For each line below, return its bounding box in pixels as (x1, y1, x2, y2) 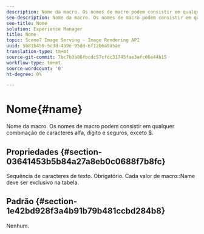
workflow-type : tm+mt (6, 60, 61, 66)
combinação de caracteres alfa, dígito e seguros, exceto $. (6, 129, 154, 137)
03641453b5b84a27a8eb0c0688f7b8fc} (6, 156, 166, 167)
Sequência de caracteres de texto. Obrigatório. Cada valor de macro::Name (6, 173, 195, 179)
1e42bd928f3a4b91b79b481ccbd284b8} (6, 206, 166, 216)
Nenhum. (6, 222, 29, 229)
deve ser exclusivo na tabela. (6, 179, 80, 186)
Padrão (6, 196, 35, 207)
